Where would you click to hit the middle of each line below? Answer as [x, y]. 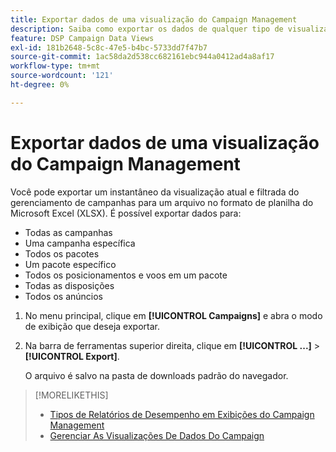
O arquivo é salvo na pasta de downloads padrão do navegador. [156, 375]
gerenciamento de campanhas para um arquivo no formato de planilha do [162, 202]
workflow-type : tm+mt [55, 66]
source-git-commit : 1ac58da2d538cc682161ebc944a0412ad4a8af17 [142, 57]
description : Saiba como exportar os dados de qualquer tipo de [147, 29]
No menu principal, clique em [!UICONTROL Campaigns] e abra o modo [173, 315]
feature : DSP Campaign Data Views [82, 38]
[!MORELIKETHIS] [71, 395]
